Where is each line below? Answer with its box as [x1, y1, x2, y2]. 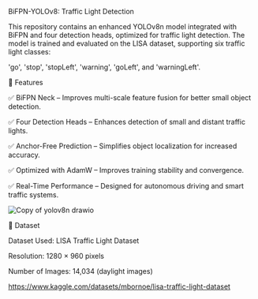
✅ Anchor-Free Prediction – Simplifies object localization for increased [8, 141, 237, 151]
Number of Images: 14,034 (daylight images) [8, 267, 153, 275]
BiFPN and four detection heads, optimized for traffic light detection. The [8, 31, 245, 39]
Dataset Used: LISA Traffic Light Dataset [8, 236, 140, 245]
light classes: [8, 47, 51, 56]
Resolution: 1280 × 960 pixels [8, 252, 105, 260]
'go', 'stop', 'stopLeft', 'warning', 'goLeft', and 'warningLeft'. [8, 62, 201, 72]
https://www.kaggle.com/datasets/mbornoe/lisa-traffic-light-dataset [8, 282, 231, 291]
